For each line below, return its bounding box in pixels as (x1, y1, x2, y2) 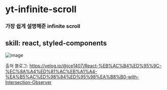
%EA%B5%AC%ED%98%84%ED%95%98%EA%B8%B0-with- (5, 74, 139, 80)
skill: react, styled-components (5, 39, 107, 47)
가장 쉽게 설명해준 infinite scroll (5, 23, 80, 30)
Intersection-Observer (5, 79, 52, 85)
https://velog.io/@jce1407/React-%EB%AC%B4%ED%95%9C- (29, 63, 161, 69)
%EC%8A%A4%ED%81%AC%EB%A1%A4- (5, 68, 97, 74)
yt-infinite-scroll (5, 4, 77, 15)
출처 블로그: (5, 63, 29, 69)
